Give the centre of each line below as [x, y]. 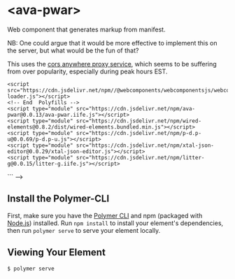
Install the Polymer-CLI [58, 199]
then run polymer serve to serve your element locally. [84, 230]
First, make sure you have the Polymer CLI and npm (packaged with [105, 215]
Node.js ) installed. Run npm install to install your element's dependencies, [115, 223]
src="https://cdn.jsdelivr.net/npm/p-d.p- [138, 133]
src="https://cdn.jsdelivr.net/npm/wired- [138, 121]
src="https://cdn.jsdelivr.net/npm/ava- [136, 108]
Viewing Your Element [57, 253]
